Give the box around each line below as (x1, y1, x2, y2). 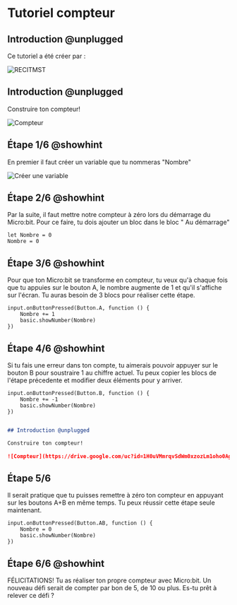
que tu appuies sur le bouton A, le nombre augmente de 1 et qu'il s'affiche (7, 283, 222, 292)
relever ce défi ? (7, 592, 54, 600)
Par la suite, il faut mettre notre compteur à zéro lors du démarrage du (7, 211, 211, 219)
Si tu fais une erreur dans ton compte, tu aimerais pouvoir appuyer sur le (7, 361, 219, 370)
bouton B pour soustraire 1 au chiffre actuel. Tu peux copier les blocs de (7, 369, 217, 377)
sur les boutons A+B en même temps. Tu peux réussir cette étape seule (7, 498, 215, 507)
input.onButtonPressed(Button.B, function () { (7, 390, 150, 397)
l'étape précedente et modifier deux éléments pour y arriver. (7, 376, 183, 384)
